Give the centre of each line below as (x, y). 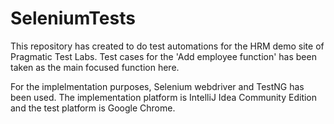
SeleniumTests (73, 18)
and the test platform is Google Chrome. (93, 108)
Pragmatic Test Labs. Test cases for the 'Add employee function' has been (163, 56)
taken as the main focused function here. (95, 67)
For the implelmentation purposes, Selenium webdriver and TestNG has (157, 86)
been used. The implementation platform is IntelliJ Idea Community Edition (164, 97)
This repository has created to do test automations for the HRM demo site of (167, 46)
